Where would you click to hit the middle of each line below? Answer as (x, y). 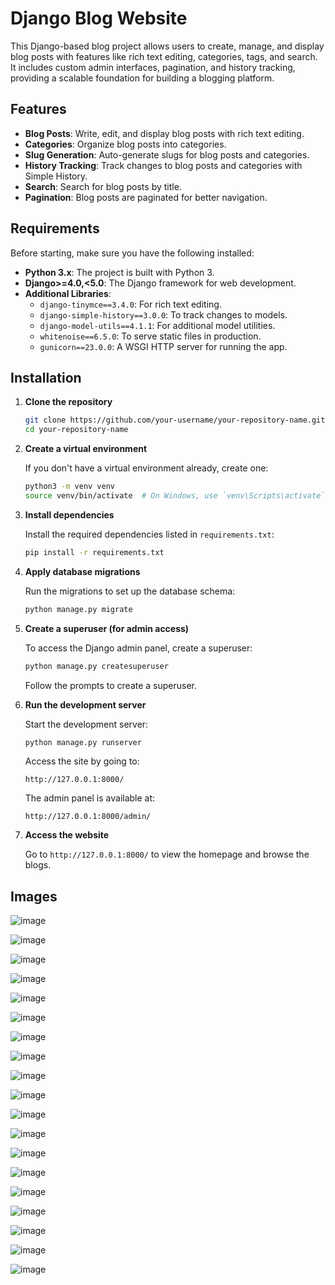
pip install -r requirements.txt (94, 552)
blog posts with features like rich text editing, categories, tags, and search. (164, 56)
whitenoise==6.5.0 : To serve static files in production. (150, 336)
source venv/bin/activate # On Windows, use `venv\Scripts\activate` (175, 496)
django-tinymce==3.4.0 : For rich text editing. (130, 304)
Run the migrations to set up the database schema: (130, 591)
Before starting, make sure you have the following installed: (132, 253)
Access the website (67, 835)
